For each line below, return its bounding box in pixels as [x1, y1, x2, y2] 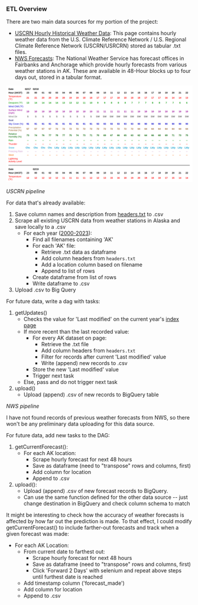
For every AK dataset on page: [32, 334, 107, 342]
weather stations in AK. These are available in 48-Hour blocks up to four [14, 68, 191, 75]
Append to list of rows [41, 267, 95, 274]
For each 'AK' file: [32, 242, 76, 249]
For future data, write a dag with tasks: [6, 298, 100, 305]
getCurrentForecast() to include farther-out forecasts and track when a [6, 524, 179, 532]
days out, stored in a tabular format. [14, 73, 102, 81]
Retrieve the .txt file [41, 341, 89, 348]
